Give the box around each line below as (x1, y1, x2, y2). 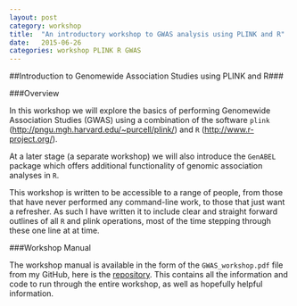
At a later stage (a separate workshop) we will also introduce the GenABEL (9, 151, 276, 161)
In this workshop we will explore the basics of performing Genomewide (9, 105, 271, 116)
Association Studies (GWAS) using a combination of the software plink (9, 115, 270, 126)
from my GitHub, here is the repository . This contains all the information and (9, 269, 288, 280)
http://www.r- (204, 124, 254, 135)
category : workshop (9, 21, 82, 30)
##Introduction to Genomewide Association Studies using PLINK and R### (9, 70, 284, 81)
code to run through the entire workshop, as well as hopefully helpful (9, 278, 263, 290)
